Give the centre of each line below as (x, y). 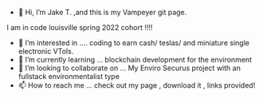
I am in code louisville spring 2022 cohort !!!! (80, 27)
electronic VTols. (46, 51)
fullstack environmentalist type (69, 76)
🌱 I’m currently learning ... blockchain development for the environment (135, 60)
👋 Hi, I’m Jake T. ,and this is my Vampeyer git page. (102, 12)
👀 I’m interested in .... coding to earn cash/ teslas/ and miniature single (133, 43)
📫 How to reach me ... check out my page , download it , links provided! (137, 85)
